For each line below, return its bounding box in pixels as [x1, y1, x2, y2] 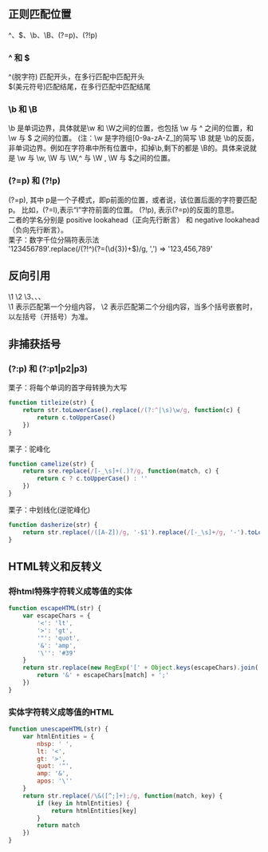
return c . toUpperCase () [37, 414, 116, 422]
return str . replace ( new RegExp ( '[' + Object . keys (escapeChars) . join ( [22, 664, 259, 672]
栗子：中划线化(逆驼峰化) [8, 505, 91, 514]
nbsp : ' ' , [37, 739, 73, 748]
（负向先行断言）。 [8, 224, 68, 234]
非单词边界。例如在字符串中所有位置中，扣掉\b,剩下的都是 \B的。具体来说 [8, 143, 250, 153]
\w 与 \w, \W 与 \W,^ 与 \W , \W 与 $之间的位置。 [17, 153, 175, 163]
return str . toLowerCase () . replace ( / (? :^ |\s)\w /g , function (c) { [22, 406, 241, 414]
